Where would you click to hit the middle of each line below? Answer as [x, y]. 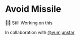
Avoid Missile [33, 9]
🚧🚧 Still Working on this [29, 23]
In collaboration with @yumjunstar [40, 32]
